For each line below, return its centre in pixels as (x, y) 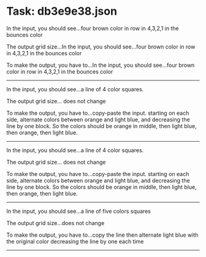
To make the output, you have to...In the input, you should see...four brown (101, 65)
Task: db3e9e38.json (62, 11)
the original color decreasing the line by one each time (75, 241)
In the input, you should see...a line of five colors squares (79, 211)
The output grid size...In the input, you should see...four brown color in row (101, 47)
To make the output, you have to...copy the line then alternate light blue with (102, 235)
